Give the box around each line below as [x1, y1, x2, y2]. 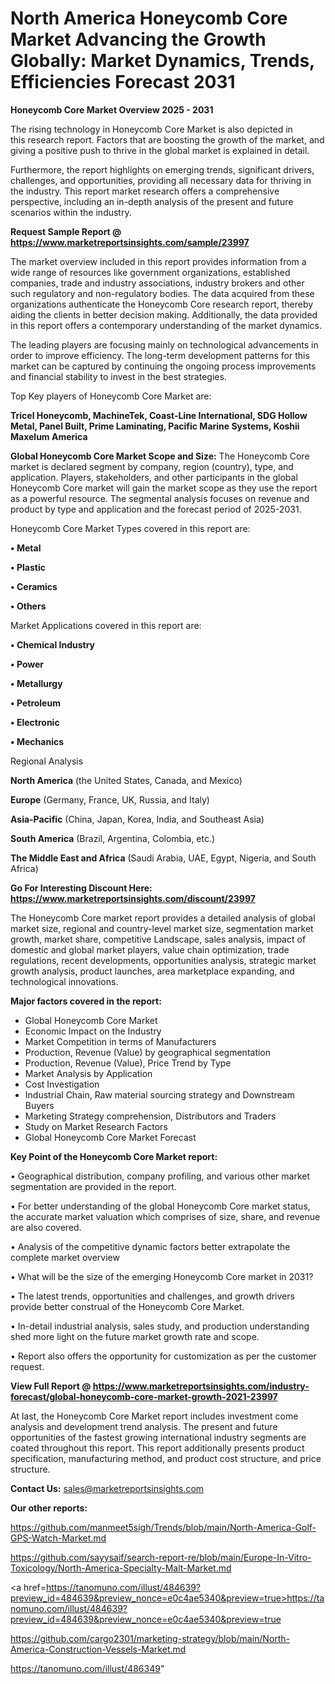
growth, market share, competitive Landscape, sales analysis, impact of [10, 933, 307, 945]
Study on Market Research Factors [24, 1120, 168, 1132]
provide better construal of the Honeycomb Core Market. [10, 1300, 245, 1312]
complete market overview [10, 1251, 120, 1263]
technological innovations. [10, 975, 119, 987]
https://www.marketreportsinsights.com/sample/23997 [10, 236, 250, 248]
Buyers [24, 1099, 55, 1111]
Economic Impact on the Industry [24, 1025, 162, 1037]
